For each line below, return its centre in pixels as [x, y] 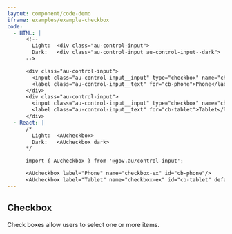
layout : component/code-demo [49, 13]
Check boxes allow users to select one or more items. [84, 224]
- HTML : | [27, 33]
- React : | [29, 123]
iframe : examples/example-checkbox [58, 20]
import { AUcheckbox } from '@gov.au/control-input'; [105, 161]
